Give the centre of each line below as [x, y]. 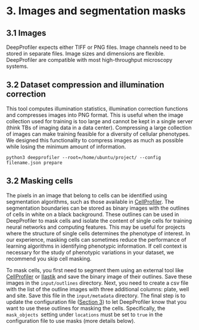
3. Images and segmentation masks [96, 11]
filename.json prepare [34, 163]
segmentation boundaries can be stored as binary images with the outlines [98, 208]
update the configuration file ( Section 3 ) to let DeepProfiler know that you [96, 301]
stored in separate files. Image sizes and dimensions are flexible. [85, 54]
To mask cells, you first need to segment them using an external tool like [95, 270]
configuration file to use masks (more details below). [71, 320]
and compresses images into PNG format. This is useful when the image [95, 115]
